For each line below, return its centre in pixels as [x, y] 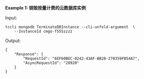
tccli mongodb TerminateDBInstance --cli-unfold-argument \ [70, 27]
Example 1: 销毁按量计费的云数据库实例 [45, 8]
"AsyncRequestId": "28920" [51, 63]
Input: [11, 18]
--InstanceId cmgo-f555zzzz [43, 31]
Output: [13, 40]
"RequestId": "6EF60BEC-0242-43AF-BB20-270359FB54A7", [81, 58]
